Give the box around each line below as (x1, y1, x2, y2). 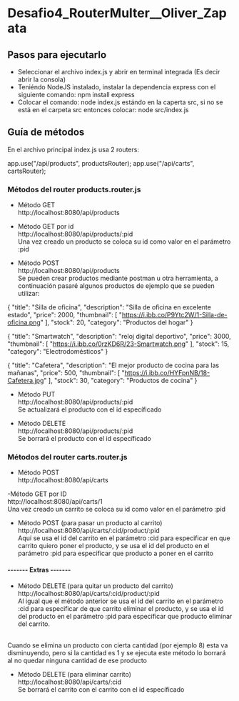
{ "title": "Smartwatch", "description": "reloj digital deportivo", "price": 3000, (7, 332, 232, 341)
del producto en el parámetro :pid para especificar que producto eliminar (17, 612, 233, 620)
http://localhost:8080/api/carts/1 (7, 497, 103, 506)
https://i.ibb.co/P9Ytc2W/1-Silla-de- (121, 311, 228, 319)
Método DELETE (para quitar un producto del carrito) (17, 581, 173, 590)
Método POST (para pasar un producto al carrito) (17, 519, 163, 527)
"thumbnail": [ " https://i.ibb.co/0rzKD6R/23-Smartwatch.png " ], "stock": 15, (7, 339, 230, 348)
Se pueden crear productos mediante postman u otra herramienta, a (17, 274, 219, 283)
